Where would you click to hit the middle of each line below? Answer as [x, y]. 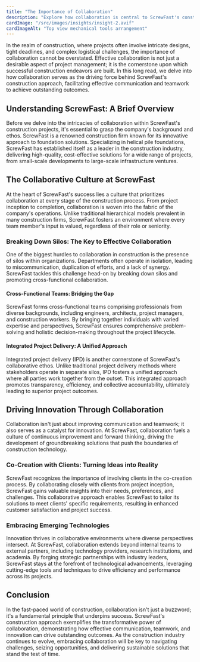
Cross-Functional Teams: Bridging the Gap [60, 293]
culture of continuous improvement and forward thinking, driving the [90, 437]
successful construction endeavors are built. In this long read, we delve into [99, 71]
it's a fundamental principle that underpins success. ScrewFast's [85, 615]
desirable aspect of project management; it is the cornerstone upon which [97, 65]
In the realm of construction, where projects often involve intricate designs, [98, 45]
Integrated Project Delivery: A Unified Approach [67, 346]
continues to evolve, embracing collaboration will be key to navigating [92, 641]
